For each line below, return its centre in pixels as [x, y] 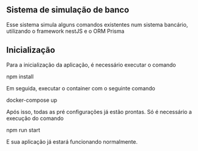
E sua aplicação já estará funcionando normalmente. [72, 141]
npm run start [23, 130]
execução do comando [35, 118]
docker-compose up [32, 100]
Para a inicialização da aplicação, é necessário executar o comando [91, 65]
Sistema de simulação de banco [68, 10]
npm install [20, 76]
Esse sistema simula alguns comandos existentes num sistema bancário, [97, 24]
